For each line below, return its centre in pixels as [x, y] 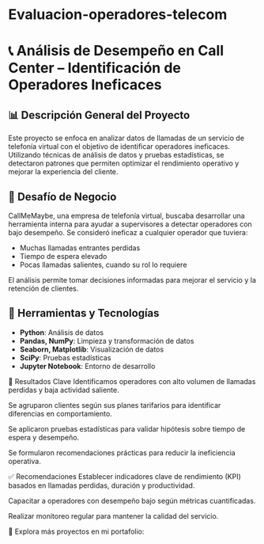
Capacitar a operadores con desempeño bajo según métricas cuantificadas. [132, 500]
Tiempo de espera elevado [63, 256]
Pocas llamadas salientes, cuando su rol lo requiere [103, 264]
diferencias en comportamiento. [60, 413]
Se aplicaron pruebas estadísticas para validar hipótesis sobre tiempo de [127, 428]
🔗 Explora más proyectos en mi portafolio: [76, 531]
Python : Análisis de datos [62, 332]
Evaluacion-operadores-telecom [118, 15]
